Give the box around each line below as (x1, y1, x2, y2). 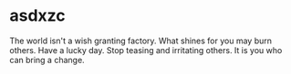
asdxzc (9, 5, 66, 26)
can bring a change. (9, 54, 85, 65)
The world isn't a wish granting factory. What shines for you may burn (9, 35, 272, 46)
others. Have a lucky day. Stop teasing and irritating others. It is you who (9, 44, 283, 55)
